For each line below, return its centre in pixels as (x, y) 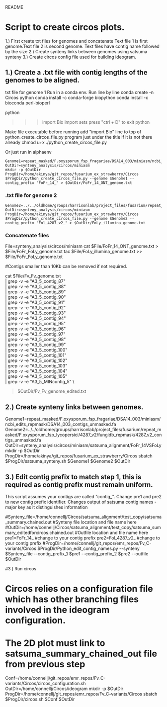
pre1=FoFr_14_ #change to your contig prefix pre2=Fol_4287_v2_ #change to (83, 538)
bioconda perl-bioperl (28, 103)
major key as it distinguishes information (46, 507)
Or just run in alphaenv (28, 152)
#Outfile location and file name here (111, 532)
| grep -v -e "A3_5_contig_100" (36, 350)
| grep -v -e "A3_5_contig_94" (36, 318)
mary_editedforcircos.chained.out (40, 532)
